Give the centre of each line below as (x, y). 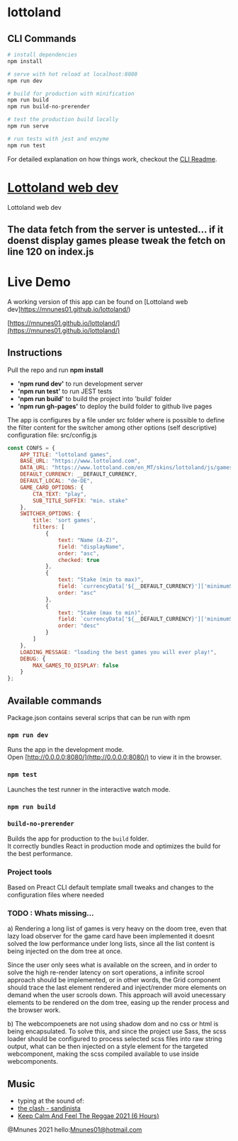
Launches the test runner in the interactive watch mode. (89, 789)
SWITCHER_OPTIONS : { (50, 514)
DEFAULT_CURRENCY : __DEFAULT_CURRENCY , (79, 474)
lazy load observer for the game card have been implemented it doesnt (111, 936)
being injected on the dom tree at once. (65, 951)
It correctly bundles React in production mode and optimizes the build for (114, 846)
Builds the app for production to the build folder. (78, 838)
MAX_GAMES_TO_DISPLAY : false (76, 665)
